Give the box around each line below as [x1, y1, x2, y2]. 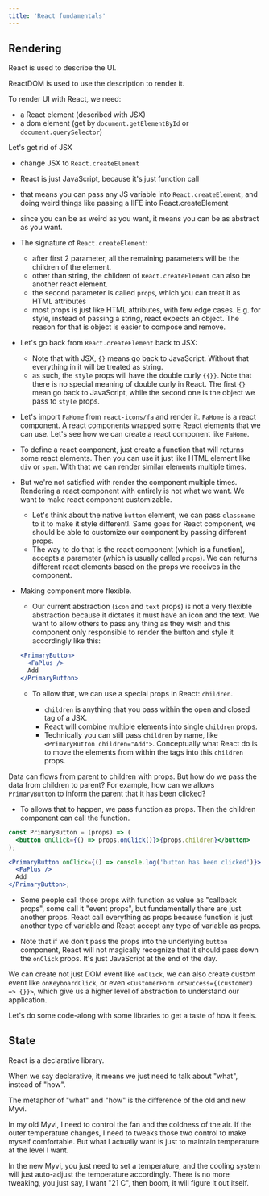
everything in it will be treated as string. [31, 362, 163, 372]
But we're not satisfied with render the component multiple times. [19, 478, 238, 487]
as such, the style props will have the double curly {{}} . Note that [31, 370, 252, 380]
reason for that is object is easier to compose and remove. [31, 322, 226, 332]
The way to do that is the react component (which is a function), [31, 545, 246, 554]
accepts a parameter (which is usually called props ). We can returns [31, 554, 258, 563]
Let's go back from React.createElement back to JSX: [19, 338, 198, 348]
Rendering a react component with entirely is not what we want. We [19, 486, 245, 496]
